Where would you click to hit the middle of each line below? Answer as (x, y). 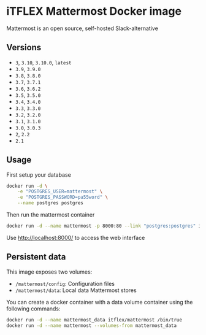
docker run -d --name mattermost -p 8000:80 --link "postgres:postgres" (101, 226)
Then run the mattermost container (51, 215)
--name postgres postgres (51, 203)
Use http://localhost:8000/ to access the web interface (76, 237)
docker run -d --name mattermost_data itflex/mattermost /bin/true (94, 320)
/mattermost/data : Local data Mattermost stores (76, 290)
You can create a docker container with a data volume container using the (100, 302)
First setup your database (39, 175)
